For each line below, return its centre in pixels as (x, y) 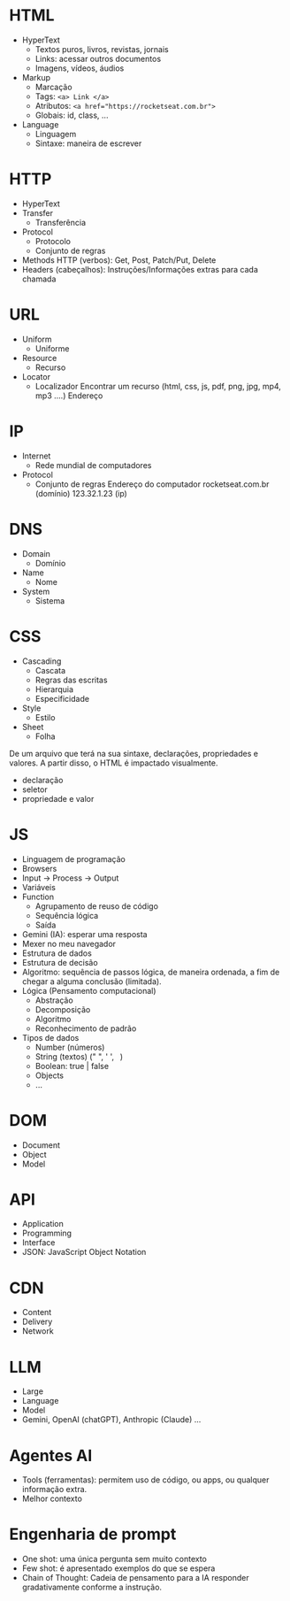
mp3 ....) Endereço (69, 396)
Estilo (45, 717)
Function (38, 897)
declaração (42, 780)
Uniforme (52, 348)
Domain (36, 553)
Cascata (50, 670)
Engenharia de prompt (93, 1534)
